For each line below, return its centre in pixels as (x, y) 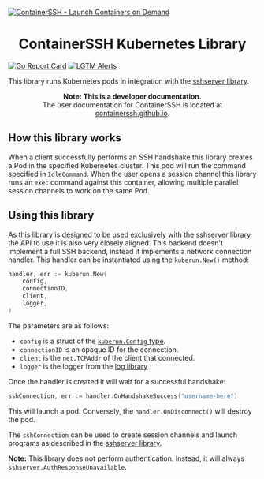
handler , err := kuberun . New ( (58, 274)
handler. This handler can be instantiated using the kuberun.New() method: (129, 260)
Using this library (51, 216)
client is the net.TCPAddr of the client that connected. (107, 357)
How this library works (65, 138)
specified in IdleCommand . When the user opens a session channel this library (132, 174)
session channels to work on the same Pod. (79, 190)
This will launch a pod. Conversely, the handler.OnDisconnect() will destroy (130, 411)
